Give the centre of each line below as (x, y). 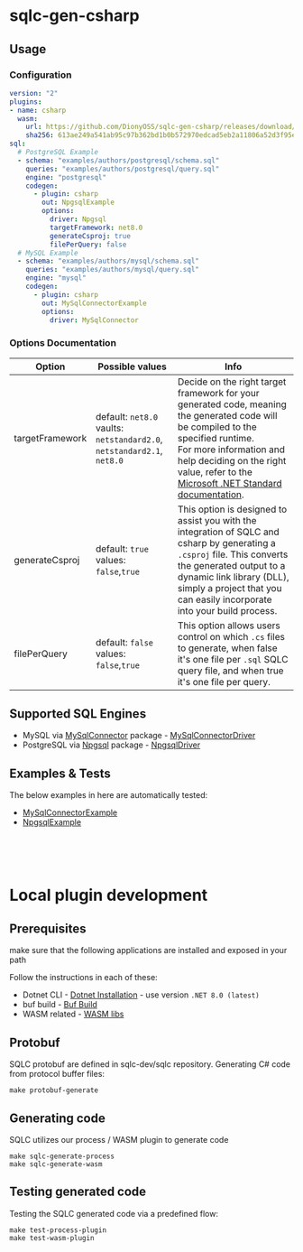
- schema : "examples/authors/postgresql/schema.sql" (119, 160)
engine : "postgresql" (66, 177)
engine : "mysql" (56, 278)
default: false (124, 642)
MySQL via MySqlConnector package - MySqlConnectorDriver (139, 736)
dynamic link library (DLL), (233, 577)
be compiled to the (217, 427)
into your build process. (227, 610)
